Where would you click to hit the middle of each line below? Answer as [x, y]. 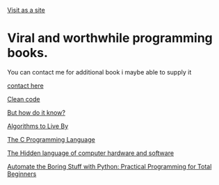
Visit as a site [26, 10]
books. [28, 53]
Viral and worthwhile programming [110, 38]
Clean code [24, 99]
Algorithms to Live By [38, 126]
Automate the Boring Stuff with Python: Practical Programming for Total [109, 166]
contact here [25, 86]
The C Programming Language [51, 139]
